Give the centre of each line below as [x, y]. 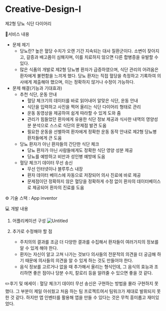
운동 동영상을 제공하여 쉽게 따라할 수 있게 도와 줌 [74, 113]
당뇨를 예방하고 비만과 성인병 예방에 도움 [66, 156]
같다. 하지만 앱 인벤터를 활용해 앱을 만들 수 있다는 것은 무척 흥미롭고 [81, 297]
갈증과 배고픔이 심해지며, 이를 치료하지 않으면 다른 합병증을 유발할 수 [92, 57]
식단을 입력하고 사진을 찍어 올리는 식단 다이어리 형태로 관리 [84, 107]
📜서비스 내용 [17, 34]
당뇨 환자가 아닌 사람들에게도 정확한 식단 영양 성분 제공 [80, 150]
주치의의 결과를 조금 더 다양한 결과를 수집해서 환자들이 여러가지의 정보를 [89, 241]
